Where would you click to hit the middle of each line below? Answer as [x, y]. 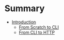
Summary [24, 9]
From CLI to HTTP [37, 32]
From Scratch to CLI [39, 27]
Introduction [24, 22]
